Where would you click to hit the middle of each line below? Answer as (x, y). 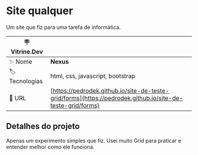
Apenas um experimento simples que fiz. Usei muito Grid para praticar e (94, 140)
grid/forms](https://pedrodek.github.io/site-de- (117, 98)
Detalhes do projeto (43, 126)
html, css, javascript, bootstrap (93, 76)
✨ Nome (21, 61)
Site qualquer (40, 11)
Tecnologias (26, 81)
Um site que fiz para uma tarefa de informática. (63, 27)
